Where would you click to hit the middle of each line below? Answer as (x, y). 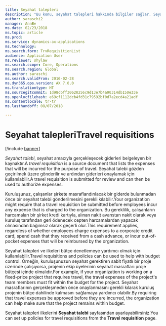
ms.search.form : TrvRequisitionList (43, 51)
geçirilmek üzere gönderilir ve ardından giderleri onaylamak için (70, 174)
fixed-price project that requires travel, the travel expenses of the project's (81, 277)
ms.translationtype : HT (30, 88)
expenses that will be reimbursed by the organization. (75, 241)
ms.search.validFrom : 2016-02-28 (40, 79)
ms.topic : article (24, 33)
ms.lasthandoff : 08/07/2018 (34, 106)
